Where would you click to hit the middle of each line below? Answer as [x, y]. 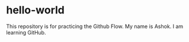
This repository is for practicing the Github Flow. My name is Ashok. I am [95, 26]
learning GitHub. [26, 32]
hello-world [36, 10]
